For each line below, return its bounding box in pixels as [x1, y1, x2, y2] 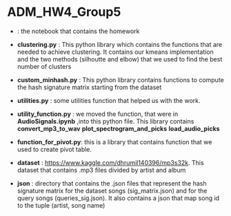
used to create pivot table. [17, 145, 92, 153]
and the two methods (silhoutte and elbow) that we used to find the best [17, 55, 223, 63]
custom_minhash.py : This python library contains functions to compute [17, 75, 224, 84]
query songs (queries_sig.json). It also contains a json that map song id [17, 194, 219, 202]
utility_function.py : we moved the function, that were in [17, 110, 179, 118]
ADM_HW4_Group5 [7, 4, 121, 20]
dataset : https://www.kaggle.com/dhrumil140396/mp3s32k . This [17, 158, 205, 166]
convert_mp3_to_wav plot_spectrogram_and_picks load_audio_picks [17, 124, 220, 132]
